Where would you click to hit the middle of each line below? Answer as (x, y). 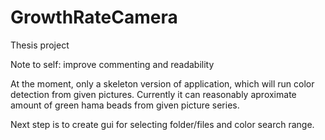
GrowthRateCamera (94, 17)
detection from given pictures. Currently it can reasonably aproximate (153, 94)
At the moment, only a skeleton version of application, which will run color (162, 83)
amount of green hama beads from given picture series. (125, 105)
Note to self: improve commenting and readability (112, 64)
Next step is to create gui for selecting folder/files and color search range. (162, 124)
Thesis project (40, 45)
